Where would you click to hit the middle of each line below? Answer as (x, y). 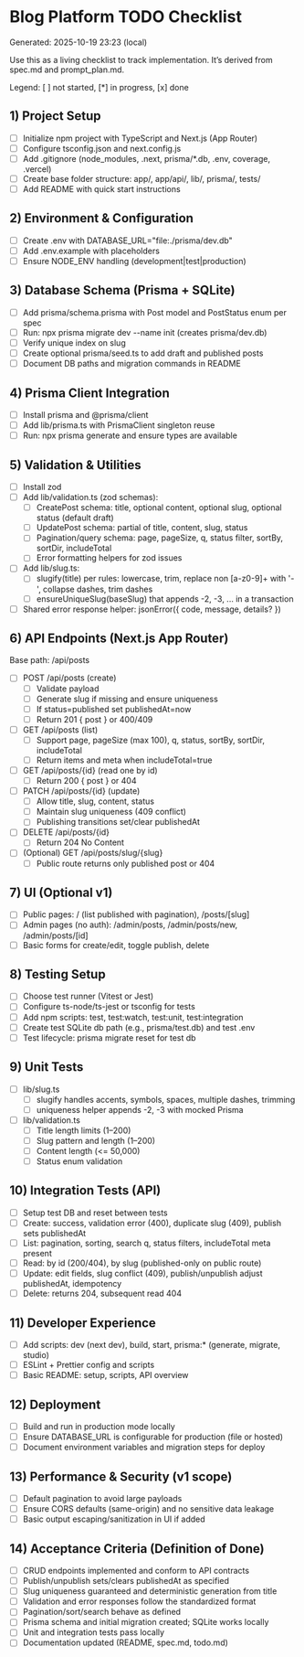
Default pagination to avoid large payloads (102, 1498)
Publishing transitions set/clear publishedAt (118, 822)
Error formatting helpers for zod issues (109, 558)
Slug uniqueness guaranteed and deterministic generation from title (150, 1591)
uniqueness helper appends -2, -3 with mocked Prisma (140, 1109)
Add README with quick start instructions (101, 189)
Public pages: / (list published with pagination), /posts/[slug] (136, 914)
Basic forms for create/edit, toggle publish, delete (116, 945)
